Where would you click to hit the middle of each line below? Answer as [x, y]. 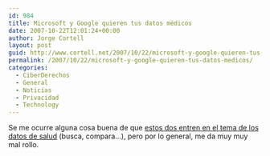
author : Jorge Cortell [46, 38]
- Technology [37, 105]
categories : [28, 68]
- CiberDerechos [43, 75]
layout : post [30, 46]
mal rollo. [24, 145]
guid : [17, 53]
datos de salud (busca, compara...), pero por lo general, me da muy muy [128, 136]
